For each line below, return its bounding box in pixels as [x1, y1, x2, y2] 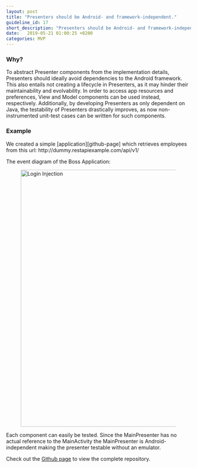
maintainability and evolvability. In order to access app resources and [6, 87, 174, 95]
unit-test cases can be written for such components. [39, 112, 167, 119]
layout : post [6, 8, 38, 15]
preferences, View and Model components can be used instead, [6, 93, 161, 100]
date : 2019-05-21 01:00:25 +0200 [6, 31, 93, 36]
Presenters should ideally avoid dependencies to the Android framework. [6, 75, 183, 82]
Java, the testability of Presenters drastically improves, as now [6, 106, 158, 113]
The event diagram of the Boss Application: [6, 158, 111, 165]
